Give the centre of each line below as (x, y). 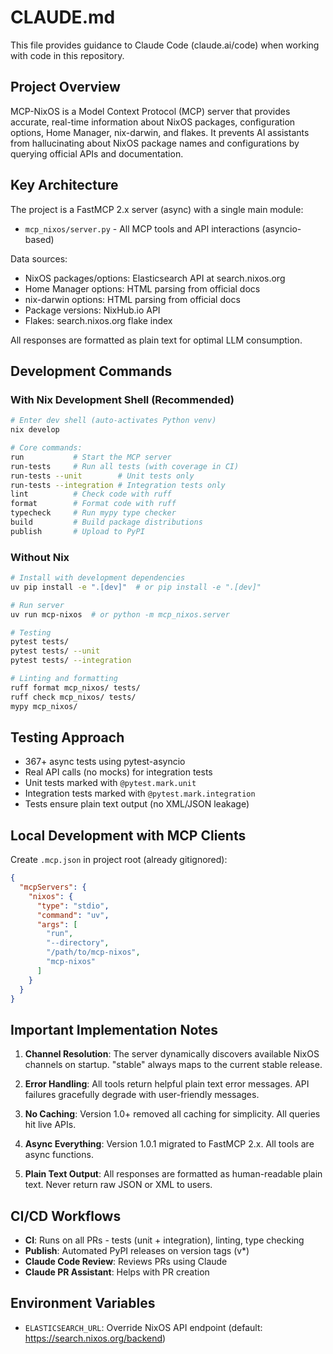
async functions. (59, 1155)
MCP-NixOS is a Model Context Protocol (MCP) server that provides (150, 111)
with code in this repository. (67, 55)
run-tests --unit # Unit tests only (102, 476)
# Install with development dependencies (98, 578)
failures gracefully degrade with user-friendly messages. (142, 1095)
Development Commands (91, 371)
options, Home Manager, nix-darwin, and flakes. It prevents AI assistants (160, 132)
